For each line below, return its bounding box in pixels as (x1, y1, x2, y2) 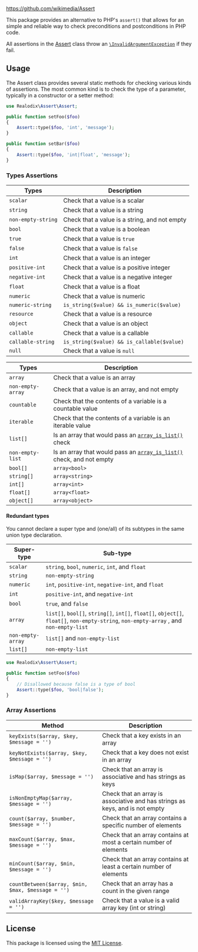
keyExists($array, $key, (9, 733, 79, 739)
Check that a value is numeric (62, 292, 146, 300)
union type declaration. (6, 531, 62, 538)
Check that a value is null (62, 346, 135, 355)
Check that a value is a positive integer (62, 263, 170, 272)
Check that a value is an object (62, 319, 148, 328)
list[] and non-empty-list (45, 634, 120, 643)
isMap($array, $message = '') (9, 773, 94, 780)
